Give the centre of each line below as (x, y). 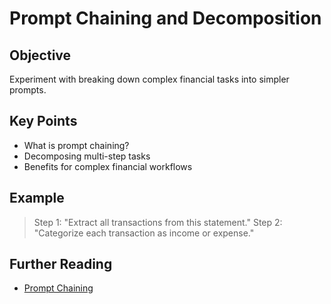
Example (37, 198)
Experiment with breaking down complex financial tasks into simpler (149, 79)
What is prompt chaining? (76, 145)
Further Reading (61, 264)
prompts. (28, 90)
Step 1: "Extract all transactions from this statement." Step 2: (158, 222)
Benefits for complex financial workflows (108, 166)
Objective (40, 55)
